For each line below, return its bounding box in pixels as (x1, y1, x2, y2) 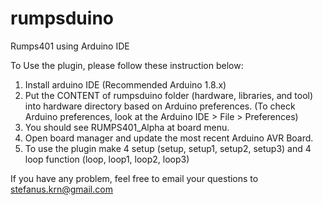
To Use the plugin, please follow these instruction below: (10, 59, 244, 71)
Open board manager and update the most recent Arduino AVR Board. (24, 132, 314, 144)
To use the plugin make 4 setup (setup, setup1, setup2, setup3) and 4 (24, 142, 312, 154)
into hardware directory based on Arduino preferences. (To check (24, 100, 296, 112)
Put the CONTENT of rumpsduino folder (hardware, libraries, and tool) (24, 89, 314, 101)
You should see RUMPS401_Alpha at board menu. (24, 121, 230, 133)
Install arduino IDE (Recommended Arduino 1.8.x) (24, 78, 227, 91)
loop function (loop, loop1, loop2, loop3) (24, 153, 190, 165)
